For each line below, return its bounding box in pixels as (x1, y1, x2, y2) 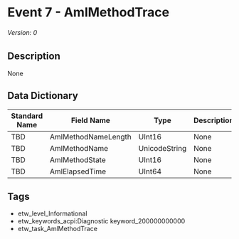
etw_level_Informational (17, 209, 87, 218)
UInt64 (138, 166, 162, 176)
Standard (11, 111, 43, 121)
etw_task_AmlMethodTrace (17, 225, 98, 233)
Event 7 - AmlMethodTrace (7, 4, 169, 21)
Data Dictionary (7, 90, 78, 102)
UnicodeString (138, 143, 187, 153)
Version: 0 (7, 28, 38, 36)
